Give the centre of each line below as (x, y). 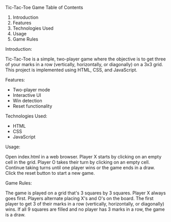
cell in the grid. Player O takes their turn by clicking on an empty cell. (78, 162)
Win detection (27, 100)
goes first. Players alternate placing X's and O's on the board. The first (80, 198)
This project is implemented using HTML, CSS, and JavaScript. (71, 70)
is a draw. (15, 215)
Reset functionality (32, 106)
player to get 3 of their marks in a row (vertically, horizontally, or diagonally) (85, 204)
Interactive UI (27, 95)
